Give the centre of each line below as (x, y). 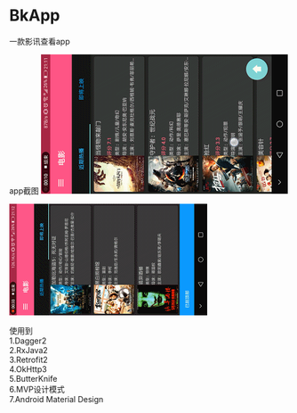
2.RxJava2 (29, 350)
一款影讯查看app (40, 41)
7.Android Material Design (56, 399)
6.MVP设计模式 (37, 389)
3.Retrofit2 (29, 359)
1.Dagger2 (28, 341)
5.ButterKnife (33, 378)
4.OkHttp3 (28, 369)
